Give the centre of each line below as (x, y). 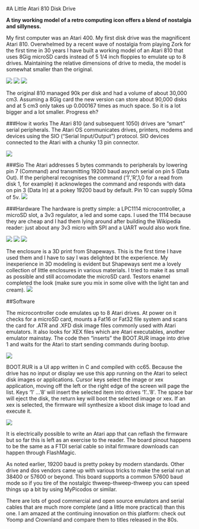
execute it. (19, 411)
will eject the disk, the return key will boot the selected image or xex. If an (96, 399)
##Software (21, 301)
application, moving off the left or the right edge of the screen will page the (98, 386)
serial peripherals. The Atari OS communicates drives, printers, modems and (99, 130)
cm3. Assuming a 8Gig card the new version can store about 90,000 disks (97, 99)
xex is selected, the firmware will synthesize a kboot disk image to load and (98, 405)
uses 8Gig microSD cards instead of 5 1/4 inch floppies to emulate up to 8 (96, 57)
